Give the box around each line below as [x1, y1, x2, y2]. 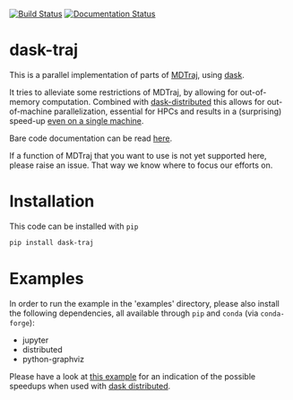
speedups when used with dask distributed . [9, 380, 171, 391]
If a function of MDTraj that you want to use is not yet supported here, [9, 150, 267, 161]
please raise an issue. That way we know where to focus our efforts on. [9, 160, 273, 170]
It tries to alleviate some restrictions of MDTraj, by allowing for [9, 86, 238, 98]
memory [9, 96, 40, 107]
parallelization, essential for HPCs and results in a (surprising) [53, 106, 282, 117]
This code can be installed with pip [9, 221, 139, 231]
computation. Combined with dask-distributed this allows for [41, 96, 266, 107]
